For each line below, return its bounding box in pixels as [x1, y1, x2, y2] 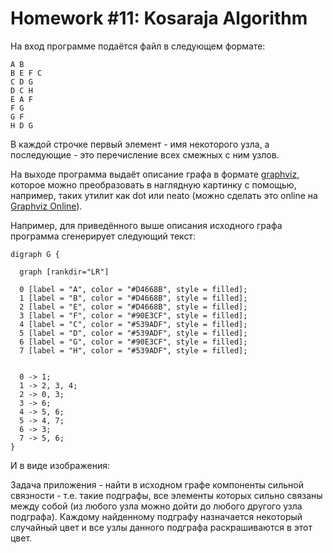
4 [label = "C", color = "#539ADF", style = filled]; [19, 319, 248, 329]
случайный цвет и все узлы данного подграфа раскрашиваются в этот [10, 521, 313, 533]
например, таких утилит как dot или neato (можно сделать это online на [10, 189, 318, 201]
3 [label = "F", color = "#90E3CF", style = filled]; [19, 310, 248, 321]
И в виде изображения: [10, 459, 110, 471]
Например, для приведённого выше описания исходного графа [10, 219, 283, 231]
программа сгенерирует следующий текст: [10, 230, 196, 242]
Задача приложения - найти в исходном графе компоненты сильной [10, 478, 304, 491]
